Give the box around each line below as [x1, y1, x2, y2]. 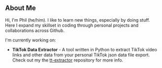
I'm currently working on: [5, 37, 56, 43]
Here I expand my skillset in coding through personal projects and [5, 22, 139, 28]
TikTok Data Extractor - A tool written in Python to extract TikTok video [12, 46, 158, 52]
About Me [5, 4, 36, 12]
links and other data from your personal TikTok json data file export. [12, 52, 150, 58]
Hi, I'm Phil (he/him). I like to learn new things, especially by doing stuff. [5, 17, 150, 23]
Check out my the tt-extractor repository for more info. [12, 57, 124, 63]
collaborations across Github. [5, 27, 65, 34]
